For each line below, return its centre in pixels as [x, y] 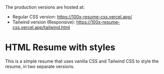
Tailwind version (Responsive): [44, 22]
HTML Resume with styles [60, 47]
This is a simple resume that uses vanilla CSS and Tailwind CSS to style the [82, 61]
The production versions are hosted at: [45, 7]
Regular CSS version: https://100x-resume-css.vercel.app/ [72, 17]
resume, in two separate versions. [40, 66]
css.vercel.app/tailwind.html [41, 27]
